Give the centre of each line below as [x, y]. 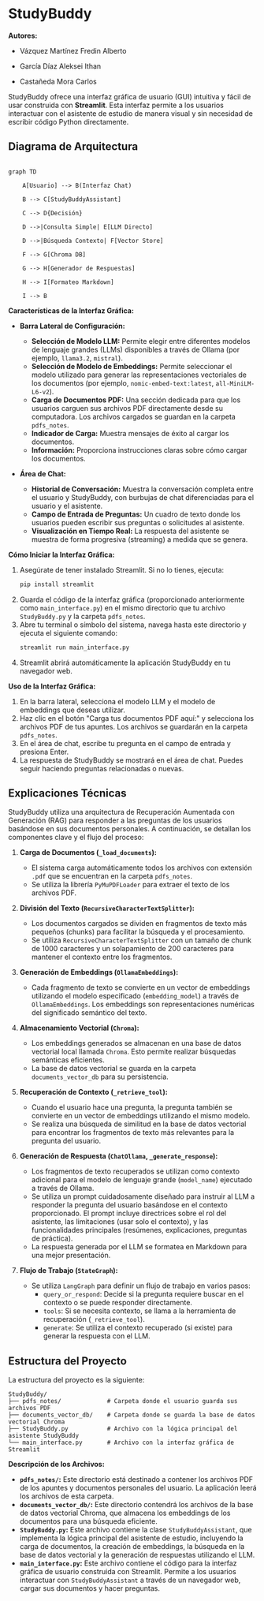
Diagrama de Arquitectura [73, 147]
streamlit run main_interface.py [74, 647]
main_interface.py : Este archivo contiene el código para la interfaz [128, 1563]
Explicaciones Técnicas [68, 793]
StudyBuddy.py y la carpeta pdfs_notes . [82, 616]
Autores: [23, 35]
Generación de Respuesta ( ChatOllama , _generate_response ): [119, 1156]
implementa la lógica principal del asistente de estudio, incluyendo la [131, 1538]
